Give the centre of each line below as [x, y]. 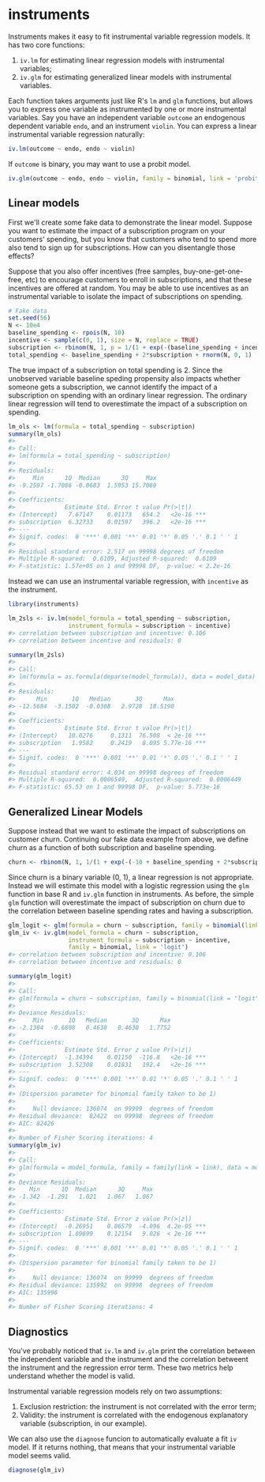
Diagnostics [38, 1331]
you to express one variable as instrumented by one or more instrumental [127, 109]
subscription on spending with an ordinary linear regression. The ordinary [128, 395]
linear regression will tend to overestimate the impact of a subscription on [128, 403]
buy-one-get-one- [213, 271]
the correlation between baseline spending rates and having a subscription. [131, 910]
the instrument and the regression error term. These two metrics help [121, 1368]
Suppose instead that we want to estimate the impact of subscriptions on [127, 830]
